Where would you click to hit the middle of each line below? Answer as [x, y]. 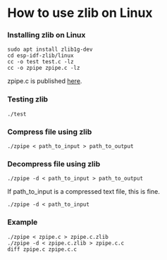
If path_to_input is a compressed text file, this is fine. [83, 192]
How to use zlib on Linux [80, 13]
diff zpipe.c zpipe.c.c [42, 249]
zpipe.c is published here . [45, 81]
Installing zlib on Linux [47, 35]
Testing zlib [27, 99]
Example [23, 222]
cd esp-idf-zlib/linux [41, 56]
